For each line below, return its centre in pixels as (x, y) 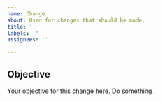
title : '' (22, 27)
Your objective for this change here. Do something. (80, 91)
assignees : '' (28, 40)
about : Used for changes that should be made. (76, 20)
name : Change (26, 14)
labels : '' (23, 33)
